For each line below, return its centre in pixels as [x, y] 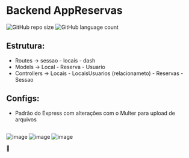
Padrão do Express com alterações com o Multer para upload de [95, 113]
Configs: [23, 99]
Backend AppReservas [64, 11]
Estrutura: [26, 46]
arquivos [26, 119]
